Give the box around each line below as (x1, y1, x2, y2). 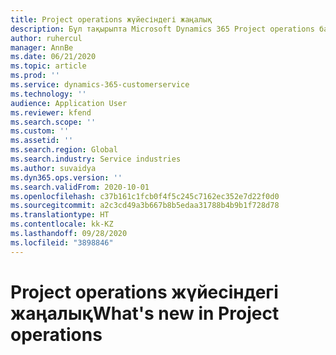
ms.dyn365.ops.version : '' (10, 172, 123, 183)
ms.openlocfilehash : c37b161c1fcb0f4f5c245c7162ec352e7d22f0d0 (10, 191, 280, 201)
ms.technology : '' (10, 89, 87, 99)
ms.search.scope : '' (10, 117, 97, 127)
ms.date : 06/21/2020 (10, 52, 97, 62)
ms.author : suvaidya (10, 163, 97, 173)
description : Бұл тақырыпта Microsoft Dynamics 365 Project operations (10, 24, 315, 34)
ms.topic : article (10, 61, 87, 71)
